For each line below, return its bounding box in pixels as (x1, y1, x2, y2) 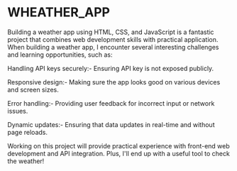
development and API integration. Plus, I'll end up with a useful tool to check (7, 149, 231, 158)
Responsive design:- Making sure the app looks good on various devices (7, 77, 221, 86)
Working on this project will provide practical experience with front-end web (7, 141, 231, 150)
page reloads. (7, 128, 48, 136)
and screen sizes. (7, 85, 59, 94)
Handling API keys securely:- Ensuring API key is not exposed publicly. (7, 64, 214, 72)
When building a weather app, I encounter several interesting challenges (7, 43, 219, 51)
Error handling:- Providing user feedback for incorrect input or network (7, 99, 215, 107)
